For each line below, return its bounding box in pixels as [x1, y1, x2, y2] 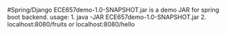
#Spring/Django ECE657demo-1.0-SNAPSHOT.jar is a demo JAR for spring [7, 6, 220, 14]
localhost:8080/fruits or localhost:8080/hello [7, 20, 135, 28]
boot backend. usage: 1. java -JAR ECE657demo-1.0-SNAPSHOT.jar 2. [7, 13, 207, 21]
